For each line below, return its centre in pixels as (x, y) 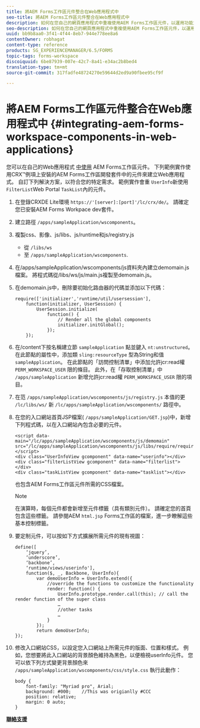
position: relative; (51, 697)
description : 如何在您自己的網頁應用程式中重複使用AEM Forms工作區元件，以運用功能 (100, 23)
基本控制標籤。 (33, 523)
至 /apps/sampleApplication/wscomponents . (76, 255)
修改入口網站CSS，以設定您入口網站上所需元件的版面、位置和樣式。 (98, 648)
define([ (26, 547)
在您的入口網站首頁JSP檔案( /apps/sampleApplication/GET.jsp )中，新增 (103, 417)
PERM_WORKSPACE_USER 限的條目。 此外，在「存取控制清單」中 (88, 369)
